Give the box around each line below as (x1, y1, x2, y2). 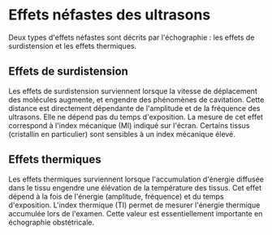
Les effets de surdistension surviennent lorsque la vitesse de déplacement (8, 86, 257, 96)
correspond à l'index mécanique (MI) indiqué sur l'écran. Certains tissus (8, 120, 250, 130)
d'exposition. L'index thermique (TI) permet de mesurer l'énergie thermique (8, 200, 261, 210)
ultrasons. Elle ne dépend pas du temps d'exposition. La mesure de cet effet (8, 112, 264, 122)
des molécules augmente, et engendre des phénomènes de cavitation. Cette (8, 95, 265, 105)
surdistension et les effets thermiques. (8, 41, 136, 50)
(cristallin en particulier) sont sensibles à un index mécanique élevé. (8, 129, 235, 139)
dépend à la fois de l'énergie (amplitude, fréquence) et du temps (8, 191, 225, 201)
